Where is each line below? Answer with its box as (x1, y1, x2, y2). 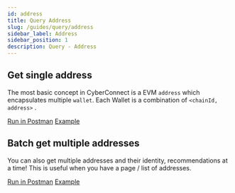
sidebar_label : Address (7, 30, 78, 37)
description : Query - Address (7, 43, 97, 50)
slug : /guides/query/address (7, 23, 94, 30)
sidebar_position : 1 (7, 37, 69, 44)
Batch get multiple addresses (7, 137, 140, 149)
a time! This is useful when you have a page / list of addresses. (7, 163, 192, 172)
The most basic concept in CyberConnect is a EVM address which (7, 88, 200, 96)
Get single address (7, 69, 92, 81)
